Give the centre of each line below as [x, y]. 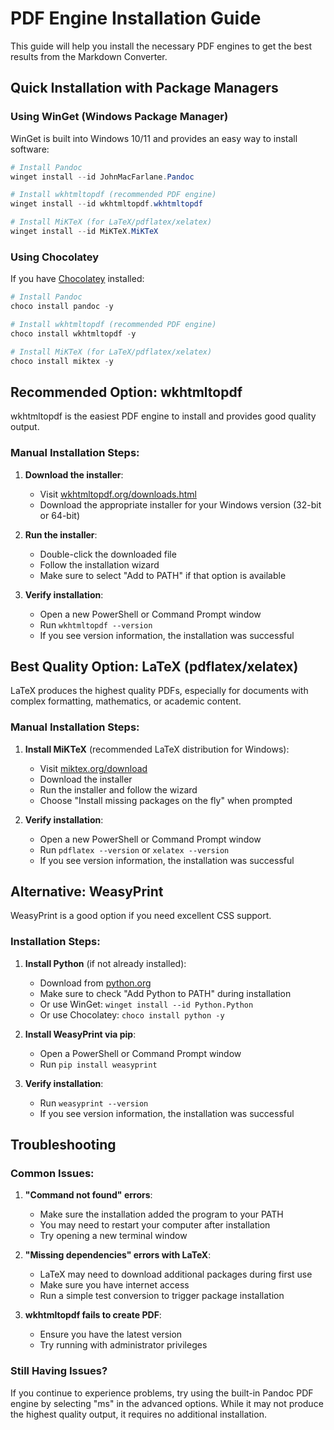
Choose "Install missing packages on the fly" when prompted [166, 800]
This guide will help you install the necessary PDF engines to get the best [161, 46]
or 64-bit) [60, 515]
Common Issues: [52, 1174]
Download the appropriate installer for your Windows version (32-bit [180, 504]
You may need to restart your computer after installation [155, 1225]
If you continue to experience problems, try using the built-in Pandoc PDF [162, 1393]
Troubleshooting [63, 1145]
